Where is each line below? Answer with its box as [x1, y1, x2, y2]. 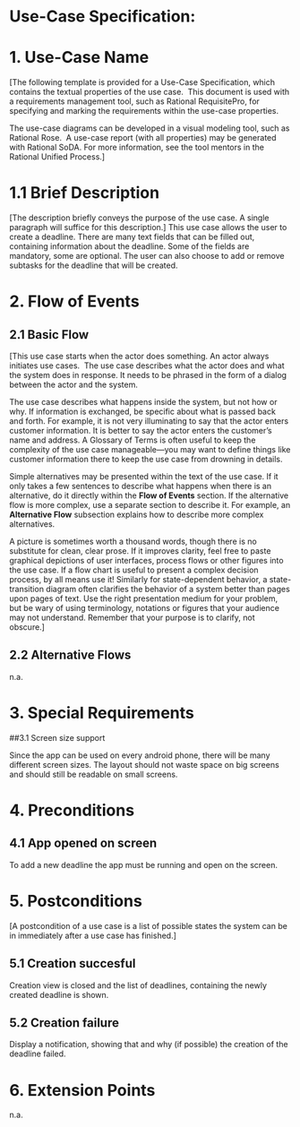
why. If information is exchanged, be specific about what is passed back [9, 406, 276, 417]
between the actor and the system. [9, 379, 139, 391]
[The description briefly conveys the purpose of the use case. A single [9, 212, 270, 223]
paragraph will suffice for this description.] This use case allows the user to [9, 222, 287, 233]
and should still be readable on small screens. [9, 769, 178, 779]
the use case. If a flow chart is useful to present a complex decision [9, 564, 259, 575]
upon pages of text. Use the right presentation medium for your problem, [9, 593, 279, 604]
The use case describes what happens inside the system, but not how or [9, 397, 278, 408]
